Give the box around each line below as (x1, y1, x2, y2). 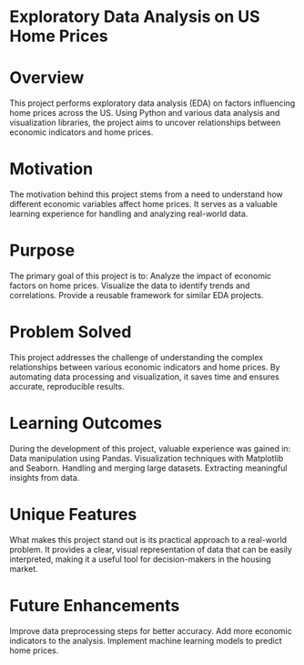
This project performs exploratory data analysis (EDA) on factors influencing (9, 98, 296, 109)
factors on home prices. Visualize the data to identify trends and (9, 280, 250, 291)
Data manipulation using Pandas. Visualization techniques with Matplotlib (9, 452, 284, 463)
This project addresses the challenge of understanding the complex (9, 351, 264, 362)
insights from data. (9, 472, 80, 483)
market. (9, 563, 38, 574)
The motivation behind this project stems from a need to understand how (9, 189, 284, 200)
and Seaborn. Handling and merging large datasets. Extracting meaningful (9, 462, 288, 473)
